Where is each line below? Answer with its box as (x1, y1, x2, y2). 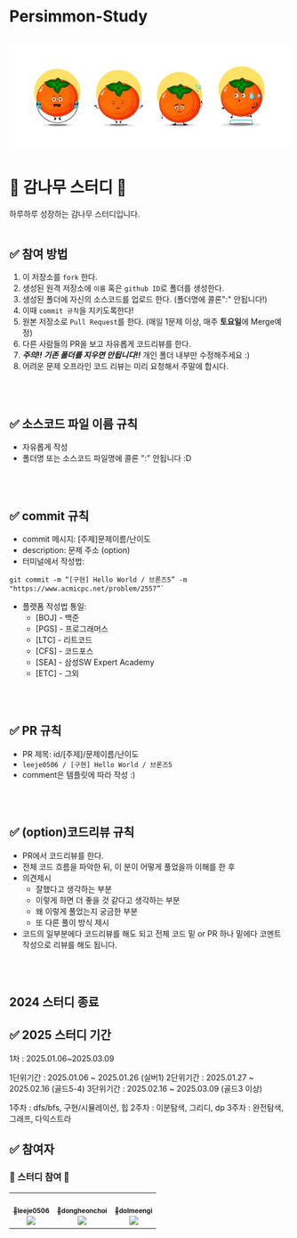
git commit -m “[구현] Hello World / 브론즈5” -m (9, 575, 188, 584)
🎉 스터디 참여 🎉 (9, 1171, 70, 1184)
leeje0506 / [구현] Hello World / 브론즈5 (21, 760, 173, 769)
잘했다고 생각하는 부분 (35, 883, 113, 894)
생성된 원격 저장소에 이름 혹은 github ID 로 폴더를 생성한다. (21, 283, 225, 293)
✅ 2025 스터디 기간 (9, 1028, 111, 1043)
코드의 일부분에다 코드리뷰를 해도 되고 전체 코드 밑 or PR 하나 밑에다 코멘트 (21, 928, 282, 938)
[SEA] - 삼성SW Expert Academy (35, 656, 155, 667)
